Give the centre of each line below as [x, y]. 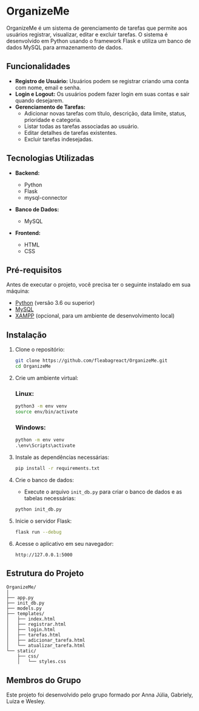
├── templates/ [25, 614]
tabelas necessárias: [50, 498]
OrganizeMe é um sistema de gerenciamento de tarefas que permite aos [97, 28]
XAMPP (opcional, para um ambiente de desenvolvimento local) [95, 316]
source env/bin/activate [46, 412]
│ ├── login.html [31, 630]
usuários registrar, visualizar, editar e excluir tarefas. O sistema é [87, 34]
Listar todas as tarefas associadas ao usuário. [81, 126]
